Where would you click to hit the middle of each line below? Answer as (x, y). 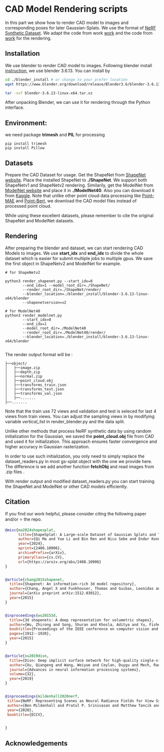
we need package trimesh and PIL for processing (55, 135)
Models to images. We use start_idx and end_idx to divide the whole (74, 253)
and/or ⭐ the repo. (24, 519)
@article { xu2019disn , (27, 656)
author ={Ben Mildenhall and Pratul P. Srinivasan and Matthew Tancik (79, 705)
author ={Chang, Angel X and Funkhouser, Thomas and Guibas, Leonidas (82, 589)
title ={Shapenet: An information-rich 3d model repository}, (73, 584)
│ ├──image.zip (23, 368)
